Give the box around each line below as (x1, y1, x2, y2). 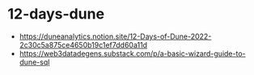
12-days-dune (7, 5, 105, 23)
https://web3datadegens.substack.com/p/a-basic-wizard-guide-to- (19, 48, 246, 58)
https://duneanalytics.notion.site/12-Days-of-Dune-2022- (19, 31, 212, 41)
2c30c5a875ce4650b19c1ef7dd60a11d (19, 40, 147, 49)
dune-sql (19, 57, 50, 67)
